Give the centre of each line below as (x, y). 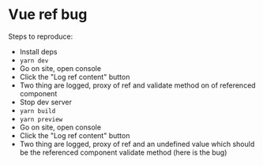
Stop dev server (46, 102)
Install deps (38, 51)
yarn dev (34, 61)
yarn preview (41, 119)
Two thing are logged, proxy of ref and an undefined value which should (137, 144)
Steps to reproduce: (41, 36)
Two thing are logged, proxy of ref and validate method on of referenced (137, 85)
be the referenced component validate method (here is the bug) (123, 152)
